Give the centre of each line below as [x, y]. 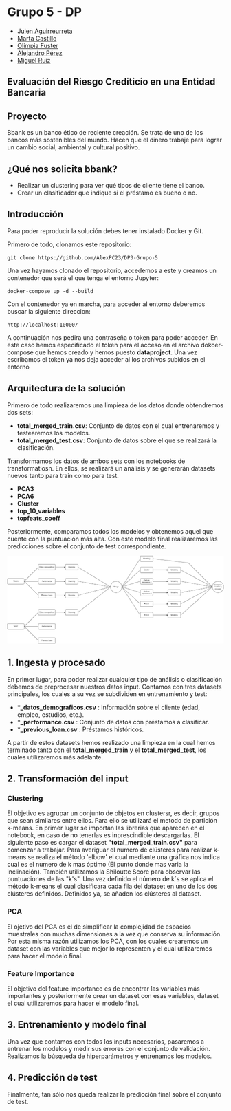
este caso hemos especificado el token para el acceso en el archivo [103, 345]
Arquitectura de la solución [66, 388]
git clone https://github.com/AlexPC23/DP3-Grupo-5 [82, 258]
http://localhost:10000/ [43, 325]
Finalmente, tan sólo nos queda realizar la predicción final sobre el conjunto [114, 1094]
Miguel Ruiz [34, 60]
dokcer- [212, 345]
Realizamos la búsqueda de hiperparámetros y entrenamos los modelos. [110, 1056]
